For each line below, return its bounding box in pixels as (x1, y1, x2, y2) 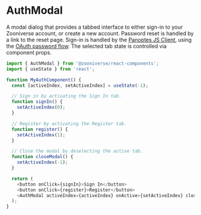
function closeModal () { (11, 154, 74, 160)
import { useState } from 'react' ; (6, 66, 95, 72)
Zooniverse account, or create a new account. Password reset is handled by (6, 29, 194, 37)
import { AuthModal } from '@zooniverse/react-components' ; (6, 60, 160, 66)
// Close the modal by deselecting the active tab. (11, 148, 144, 155)
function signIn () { (11, 99, 63, 105)
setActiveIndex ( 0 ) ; (17, 104, 66, 111)
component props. (6, 49, 52, 56)
